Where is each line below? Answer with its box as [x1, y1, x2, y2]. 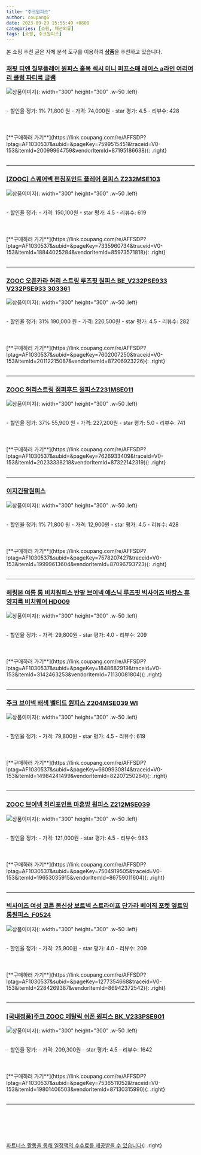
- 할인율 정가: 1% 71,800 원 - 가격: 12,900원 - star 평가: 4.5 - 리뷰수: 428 [6, 521, 179, 528]
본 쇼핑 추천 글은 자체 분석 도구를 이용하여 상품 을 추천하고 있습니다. [6, 48, 163, 56]
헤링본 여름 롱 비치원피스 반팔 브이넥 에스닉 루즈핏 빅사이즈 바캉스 [6, 588, 183, 597]
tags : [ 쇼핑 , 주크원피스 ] [6, 31, 62, 37]
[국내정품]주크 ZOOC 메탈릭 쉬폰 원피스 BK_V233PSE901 [6, 1012, 165, 1020]
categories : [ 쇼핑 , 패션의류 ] [6, 25, 74, 32]
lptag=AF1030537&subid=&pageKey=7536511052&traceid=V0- [6, 1080, 161, 1087]
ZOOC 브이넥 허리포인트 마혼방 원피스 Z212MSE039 [6, 800, 151, 808]
